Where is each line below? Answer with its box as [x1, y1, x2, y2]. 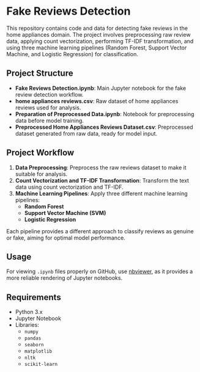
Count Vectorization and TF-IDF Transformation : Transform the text [15, 177, 190, 184]
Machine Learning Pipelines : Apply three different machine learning [15, 189, 188, 197]
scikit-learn [24, 362, 58, 368]
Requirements [6, 292, 61, 302]
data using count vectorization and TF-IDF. [15, 183, 124, 191]
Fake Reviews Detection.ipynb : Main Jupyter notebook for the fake [15, 84, 187, 92]
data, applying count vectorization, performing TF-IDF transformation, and [6, 37, 194, 45]
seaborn [24, 342, 44, 348]
